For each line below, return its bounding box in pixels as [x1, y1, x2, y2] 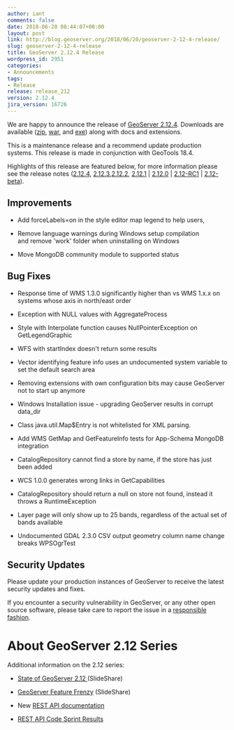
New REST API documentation [17, 701, 105, 710]
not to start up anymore [17, 386, 86, 394]
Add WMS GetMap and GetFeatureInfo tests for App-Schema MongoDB [17, 434, 224, 442]
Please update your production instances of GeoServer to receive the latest [7, 577, 225, 586]
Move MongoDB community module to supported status [17, 250, 180, 258]
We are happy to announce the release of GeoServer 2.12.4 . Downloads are [7, 120, 224, 128]
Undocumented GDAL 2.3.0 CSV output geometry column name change [17, 531, 225, 539]
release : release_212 [7, 88, 71, 95]
